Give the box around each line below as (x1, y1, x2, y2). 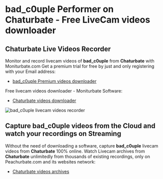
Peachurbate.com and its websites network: (5, 158, 96, 164)
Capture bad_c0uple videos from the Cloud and (5, 121, 156, 130)
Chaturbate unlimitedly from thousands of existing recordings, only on (5, 153, 151, 159)
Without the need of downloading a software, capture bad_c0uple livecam (5, 142, 159, 148)
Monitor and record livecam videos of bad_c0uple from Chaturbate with (5, 58, 155, 63)
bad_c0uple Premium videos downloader (12, 78, 97, 84)
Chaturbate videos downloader (12, 97, 76, 103)
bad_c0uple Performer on (5, 3, 114, 15)
